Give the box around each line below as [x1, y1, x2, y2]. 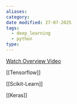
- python [11, 36, 33, 42]
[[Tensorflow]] [6, 69, 41, 76]
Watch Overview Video [6, 57, 61, 65]
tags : [6, 25, 19, 31]
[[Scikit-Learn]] [6, 80, 43, 87]
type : [6, 42, 19, 48]
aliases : [6, 8, 27, 15]
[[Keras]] [6, 92, 27, 99]
